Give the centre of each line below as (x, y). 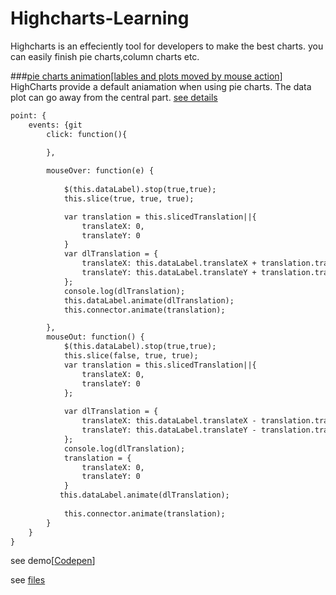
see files (28, 580)
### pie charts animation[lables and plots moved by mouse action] (146, 76)
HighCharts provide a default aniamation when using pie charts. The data (161, 86)
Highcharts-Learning (100, 18)
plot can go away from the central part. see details (114, 97)
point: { (28, 115)
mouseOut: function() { (95, 337)
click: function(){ (87, 134)
